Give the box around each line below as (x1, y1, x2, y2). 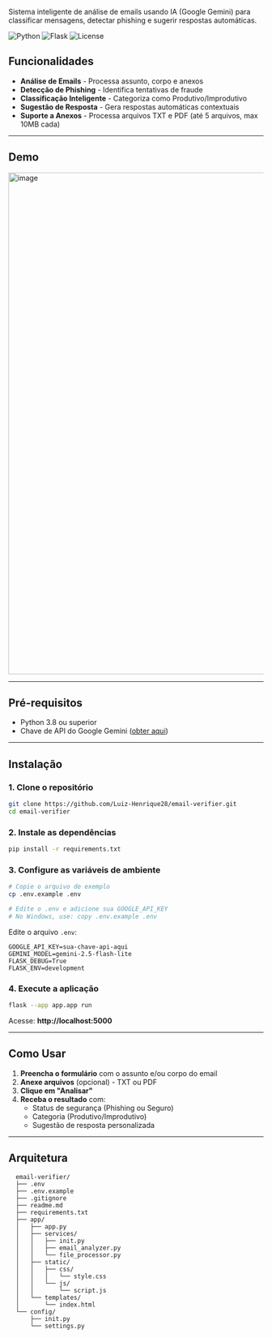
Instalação (8, 757, 63, 771)
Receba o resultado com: (19, 1094, 106, 1104)
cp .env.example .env (8, 890, 82, 898)
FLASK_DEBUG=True (8, 957, 67, 965)
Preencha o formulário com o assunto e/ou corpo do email (19, 1068, 218, 1078)
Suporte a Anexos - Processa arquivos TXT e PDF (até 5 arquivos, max (19, 110, 258, 120)
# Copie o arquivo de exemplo (8, 883, 111, 891)
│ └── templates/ (15, 1293, 82, 1302)
